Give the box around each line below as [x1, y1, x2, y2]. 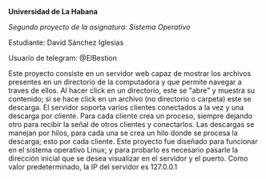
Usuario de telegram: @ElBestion [8, 54, 118, 62]
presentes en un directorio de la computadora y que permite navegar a [8, 78, 242, 86]
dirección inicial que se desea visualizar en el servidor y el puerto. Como [8, 153, 248, 163]
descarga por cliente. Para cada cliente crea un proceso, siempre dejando [8, 111, 253, 121]
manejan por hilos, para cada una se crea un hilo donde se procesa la [8, 128, 238, 137]
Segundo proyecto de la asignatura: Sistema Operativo [8, 22, 191, 31]
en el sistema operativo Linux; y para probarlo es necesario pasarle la [8, 145, 239, 154]
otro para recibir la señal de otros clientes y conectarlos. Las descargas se [8, 120, 255, 129]
